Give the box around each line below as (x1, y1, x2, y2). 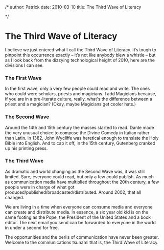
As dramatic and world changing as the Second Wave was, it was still (5, 168, 145, 174)
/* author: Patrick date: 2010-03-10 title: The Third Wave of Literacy (5, 4, 141, 10)
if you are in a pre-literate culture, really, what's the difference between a (5, 96, 153, 102)
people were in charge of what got (5, 184, 75, 190)
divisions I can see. (5, 62, 44, 68)
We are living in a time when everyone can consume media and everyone (5, 204, 153, 209)
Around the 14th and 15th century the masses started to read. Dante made (5, 125, 154, 130)
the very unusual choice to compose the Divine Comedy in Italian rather (5, 129, 150, 136)
